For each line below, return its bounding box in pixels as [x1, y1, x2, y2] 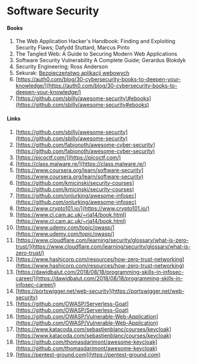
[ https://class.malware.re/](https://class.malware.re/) [15, 160, 147, 167]
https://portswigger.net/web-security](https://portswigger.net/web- [17, 287, 185, 295]
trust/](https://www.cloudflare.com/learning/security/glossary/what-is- [15, 242, 191, 250]
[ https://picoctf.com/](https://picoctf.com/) [15, 154, 122, 161]
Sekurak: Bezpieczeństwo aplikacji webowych [15, 69, 130, 77]
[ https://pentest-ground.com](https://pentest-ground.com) [15, 351, 161, 358]
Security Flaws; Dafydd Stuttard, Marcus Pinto [15, 44, 131, 51]
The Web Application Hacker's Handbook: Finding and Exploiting [15, 38, 175, 45]
